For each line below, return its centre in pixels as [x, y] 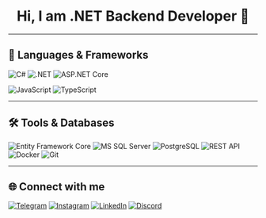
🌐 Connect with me [57, 187]
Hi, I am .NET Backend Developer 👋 [133, 16]
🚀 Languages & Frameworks [78, 55]
